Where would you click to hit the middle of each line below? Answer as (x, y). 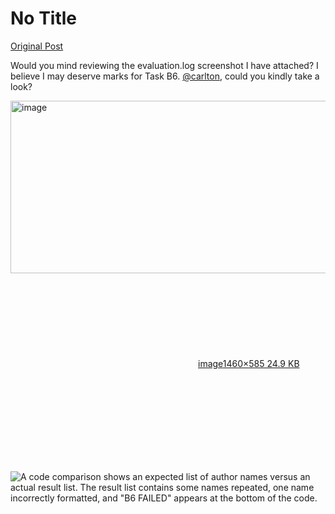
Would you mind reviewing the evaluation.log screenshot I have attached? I (164, 65)
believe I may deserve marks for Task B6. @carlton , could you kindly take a (165, 76)
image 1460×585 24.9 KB (249, 363)
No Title (44, 18)
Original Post (37, 46)
